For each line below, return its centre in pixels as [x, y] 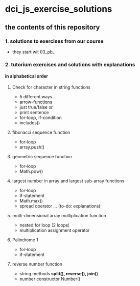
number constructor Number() [50, 279]
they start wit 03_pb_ [33, 52]
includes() [30, 123]
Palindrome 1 [25, 240]
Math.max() [31, 201]
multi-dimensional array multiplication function [59, 215]
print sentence [34, 112]
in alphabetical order [26, 76]
